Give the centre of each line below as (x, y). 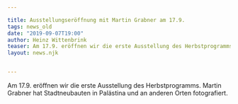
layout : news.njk (33, 53)
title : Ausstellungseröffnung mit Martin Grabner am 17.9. (96, 20)
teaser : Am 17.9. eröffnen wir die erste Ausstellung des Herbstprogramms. (121, 47)
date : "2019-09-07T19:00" (45, 33)
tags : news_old (30, 27)
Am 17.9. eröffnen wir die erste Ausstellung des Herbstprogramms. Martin (114, 85)
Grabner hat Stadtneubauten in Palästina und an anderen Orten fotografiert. (118, 93)
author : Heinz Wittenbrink (47, 40)
